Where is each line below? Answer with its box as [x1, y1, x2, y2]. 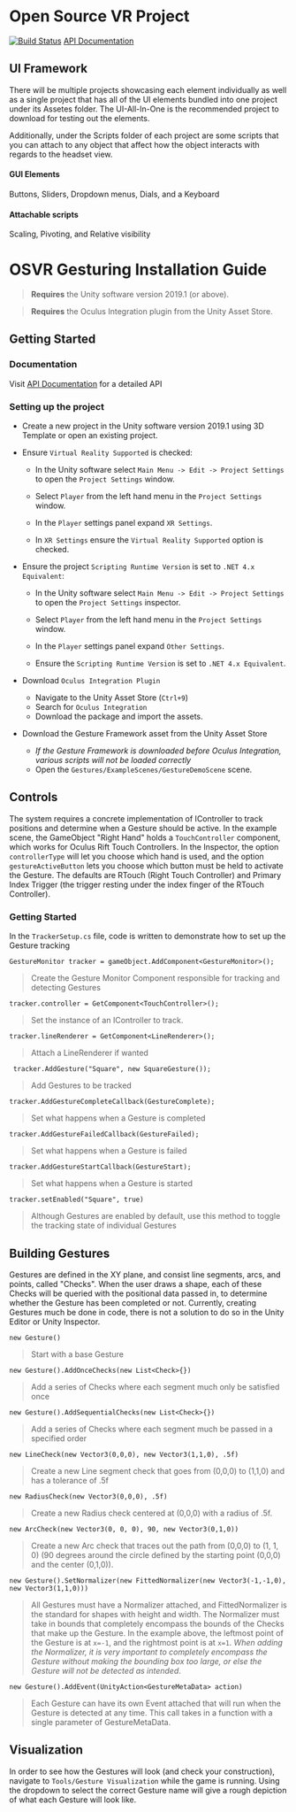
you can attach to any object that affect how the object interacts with [9, 139, 260, 150]
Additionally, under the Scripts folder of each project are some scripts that [9, 130, 279, 141]
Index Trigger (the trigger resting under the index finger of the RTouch [9, 879, 265, 890]
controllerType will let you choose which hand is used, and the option [9, 851, 265, 861]
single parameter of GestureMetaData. [30, 1717, 171, 1727]
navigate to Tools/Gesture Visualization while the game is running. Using [9, 1775, 280, 1785]
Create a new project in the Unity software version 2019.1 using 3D [21, 420, 265, 431]
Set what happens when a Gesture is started [30, 1178, 193, 1189]
